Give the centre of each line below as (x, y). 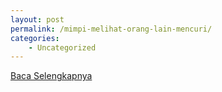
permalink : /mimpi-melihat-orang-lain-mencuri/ (111, 29)
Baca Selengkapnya (51, 76)
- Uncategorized (62, 47)
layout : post (37, 19)
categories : (35, 38)
